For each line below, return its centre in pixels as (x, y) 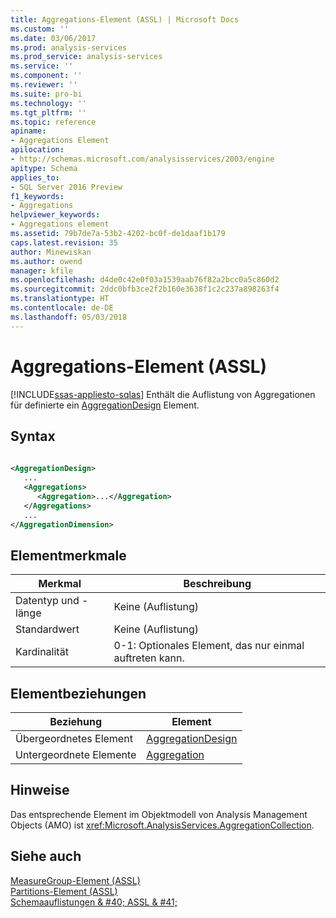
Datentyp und (47, 601)
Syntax (33, 436)
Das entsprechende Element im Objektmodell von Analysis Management (159, 814)
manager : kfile (42, 271)
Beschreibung (217, 584)
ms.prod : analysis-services (69, 47)
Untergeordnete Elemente (76, 754)
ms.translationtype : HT (60, 299)
